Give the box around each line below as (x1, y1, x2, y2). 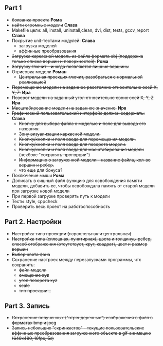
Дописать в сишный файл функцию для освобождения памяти (11, 178, 142, 183)
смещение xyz (18, 272, 50, 278)
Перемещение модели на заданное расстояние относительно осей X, (11, 84, 158, 90)
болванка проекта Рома (11, 17, 62, 22)
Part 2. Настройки (4, 218, 62, 226)
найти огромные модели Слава (11, 22, 78, 28)
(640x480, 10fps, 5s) (11, 335, 54, 341)
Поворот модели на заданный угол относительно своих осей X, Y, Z (11, 95, 154, 101)
